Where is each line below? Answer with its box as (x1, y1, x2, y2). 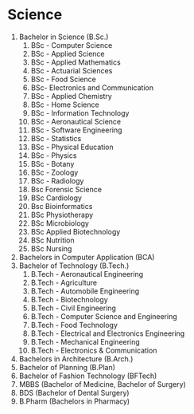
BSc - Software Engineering (30, 125, 122, 135)
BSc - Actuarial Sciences (30, 65, 113, 75)
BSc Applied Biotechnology (30, 227, 121, 236)
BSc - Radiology (30, 175, 84, 185)
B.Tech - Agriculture (30, 278, 97, 287)
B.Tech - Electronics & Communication (30, 345, 157, 355)
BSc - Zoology (30, 168, 79, 177)
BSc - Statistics (30, 133, 82, 143)
